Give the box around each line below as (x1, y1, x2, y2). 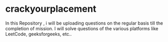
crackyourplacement (5, 3, 96, 15)
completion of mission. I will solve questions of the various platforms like (5, 25, 159, 31)
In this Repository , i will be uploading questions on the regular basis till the (5, 20, 163, 26)
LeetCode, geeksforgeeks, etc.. (5, 31, 72, 37)
